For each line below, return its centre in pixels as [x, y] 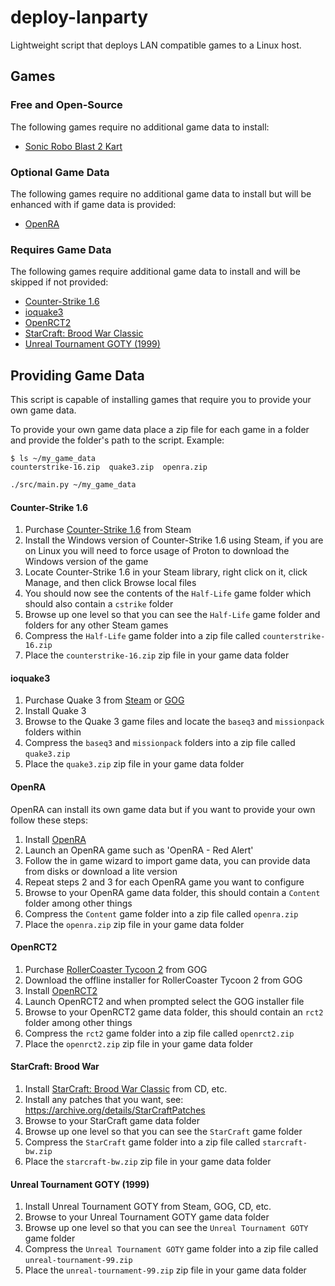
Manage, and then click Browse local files [110, 583]
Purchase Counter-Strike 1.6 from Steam [108, 530]
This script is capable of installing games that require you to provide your [161, 400]
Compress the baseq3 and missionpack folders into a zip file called [160, 743]
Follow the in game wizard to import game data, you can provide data [167, 860]
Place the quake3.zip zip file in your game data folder [134, 764]
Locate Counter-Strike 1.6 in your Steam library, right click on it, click [166, 572]
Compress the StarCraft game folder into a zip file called [142, 1142]
